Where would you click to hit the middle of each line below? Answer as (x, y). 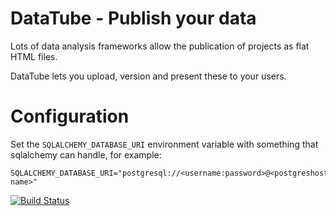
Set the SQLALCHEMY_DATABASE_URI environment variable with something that (164, 144)
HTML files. (34, 56)
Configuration (70, 116)
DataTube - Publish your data (133, 18)
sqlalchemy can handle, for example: (86, 154)
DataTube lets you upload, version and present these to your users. (148, 76)
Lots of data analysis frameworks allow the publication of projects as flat (160, 46)
